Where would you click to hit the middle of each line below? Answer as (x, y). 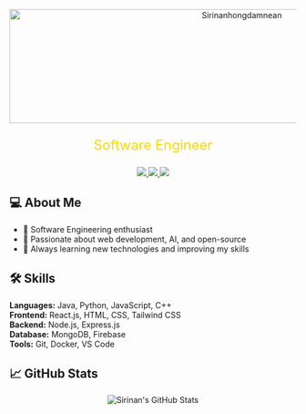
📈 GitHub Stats (54, 374)
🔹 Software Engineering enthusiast (87, 229)
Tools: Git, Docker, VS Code (62, 344)
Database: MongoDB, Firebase (67, 334)
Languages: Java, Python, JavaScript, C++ (91, 305)
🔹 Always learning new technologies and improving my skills (136, 248)
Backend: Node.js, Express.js (65, 325)
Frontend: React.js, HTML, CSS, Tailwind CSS (96, 315)
